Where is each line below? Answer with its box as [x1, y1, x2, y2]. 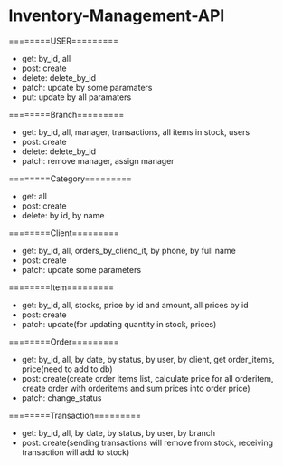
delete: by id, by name [21, 209, 105, 220]
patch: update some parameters [21, 264, 142, 275]
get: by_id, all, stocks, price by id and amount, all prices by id [21, 299, 250, 310]
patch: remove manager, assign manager [21, 155, 175, 166]
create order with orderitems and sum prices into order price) [21, 383, 250, 393]
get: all [21, 190, 47, 201]
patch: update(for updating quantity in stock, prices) [21, 318, 217, 329]
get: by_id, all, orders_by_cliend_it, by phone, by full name [21, 245, 236, 256]
